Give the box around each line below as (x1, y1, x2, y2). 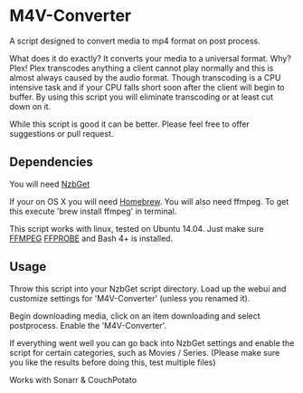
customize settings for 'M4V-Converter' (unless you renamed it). (9, 292, 251, 303)
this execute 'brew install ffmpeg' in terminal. (9, 206, 177, 216)
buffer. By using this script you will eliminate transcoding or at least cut (9, 91, 274, 102)
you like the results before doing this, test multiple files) (9, 357, 216, 368)
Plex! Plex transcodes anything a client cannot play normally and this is (9, 62, 274, 73)
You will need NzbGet (9, 178, 90, 189)
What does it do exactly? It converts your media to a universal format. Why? (9, 53, 292, 63)
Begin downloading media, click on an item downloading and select (9, 310, 260, 321)
